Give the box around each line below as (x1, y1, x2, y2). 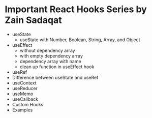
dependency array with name (19, 58, 82, 64)
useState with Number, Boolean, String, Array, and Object (19, 37, 140, 43)
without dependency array (19, 47, 75, 53)
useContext (12, 80, 37, 86)
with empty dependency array (19, 52, 83, 59)
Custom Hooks (12, 101, 44, 107)
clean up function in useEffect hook (19, 64, 95, 70)
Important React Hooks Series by (5, 4, 147, 15)
